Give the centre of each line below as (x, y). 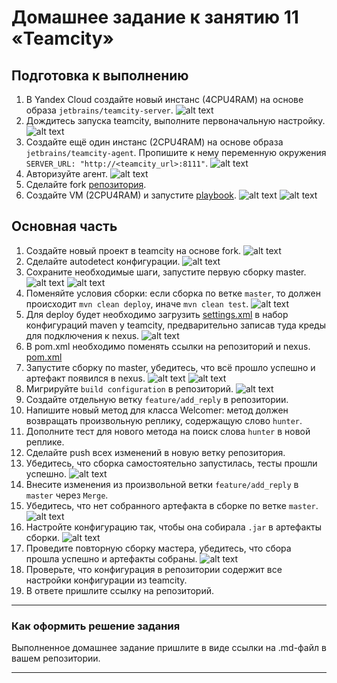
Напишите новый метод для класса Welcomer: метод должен (157, 410)
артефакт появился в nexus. (85, 378)
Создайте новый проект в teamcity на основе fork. (133, 250)
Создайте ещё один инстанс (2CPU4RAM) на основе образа (154, 142)
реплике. (45, 442)
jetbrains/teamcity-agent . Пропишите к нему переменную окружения (176, 152)
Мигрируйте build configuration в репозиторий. (129, 388)
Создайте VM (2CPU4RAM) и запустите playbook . (131, 195)
